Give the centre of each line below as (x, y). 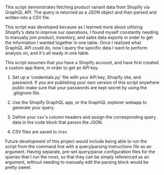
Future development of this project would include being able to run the (76, 141)
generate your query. (33, 108)
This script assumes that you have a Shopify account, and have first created (82, 62)
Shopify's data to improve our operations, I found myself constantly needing (82, 32)
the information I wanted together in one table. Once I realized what (73, 43)
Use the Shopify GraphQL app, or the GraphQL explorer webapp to (79, 102)
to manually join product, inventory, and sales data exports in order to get (79, 37)
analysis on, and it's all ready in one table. (47, 53)
